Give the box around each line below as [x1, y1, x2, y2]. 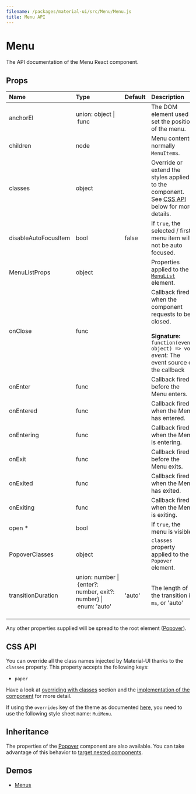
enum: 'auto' [77, 602, 112, 611]
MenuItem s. [151, 149, 180, 157]
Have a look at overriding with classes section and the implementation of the [6, 686, 190, 693]
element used [151, 110, 188, 118]
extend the [151, 166, 181, 174]
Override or [151, 159, 183, 167]
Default [124, 93, 146, 101]
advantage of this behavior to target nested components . [6, 748, 143, 756]
